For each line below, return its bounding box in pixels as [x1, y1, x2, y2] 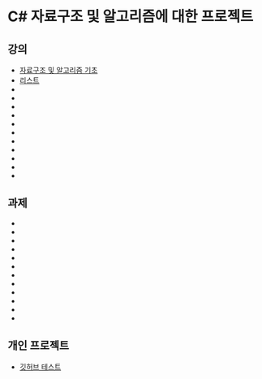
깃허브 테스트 [19, 362, 62, 372]
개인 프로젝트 [7, 338, 70, 353]
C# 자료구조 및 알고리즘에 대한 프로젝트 [7, 7, 254, 26]
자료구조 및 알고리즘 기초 [19, 66, 98, 75]
